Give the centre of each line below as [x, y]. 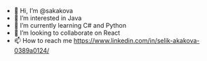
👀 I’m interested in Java [48, 18]
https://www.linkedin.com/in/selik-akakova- [136, 41]
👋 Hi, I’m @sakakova [44, 11]
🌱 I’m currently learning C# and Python [70, 25]
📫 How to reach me [43, 41]
